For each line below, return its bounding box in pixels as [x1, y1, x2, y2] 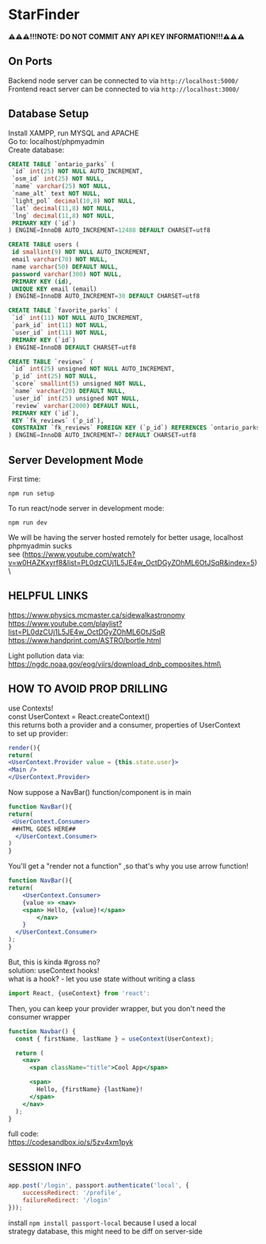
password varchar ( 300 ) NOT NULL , [11, 270, 123, 278]
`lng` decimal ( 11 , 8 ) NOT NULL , [11, 211, 115, 219]
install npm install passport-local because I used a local [8, 1218, 196, 1227]
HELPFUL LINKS [8, 589, 89, 603]
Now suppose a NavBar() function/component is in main [8, 788, 192, 797]
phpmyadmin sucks [8, 541, 73, 550]
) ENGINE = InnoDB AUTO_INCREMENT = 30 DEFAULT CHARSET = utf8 [8, 292, 200, 300]
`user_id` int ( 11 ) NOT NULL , [11, 329, 108, 337]
